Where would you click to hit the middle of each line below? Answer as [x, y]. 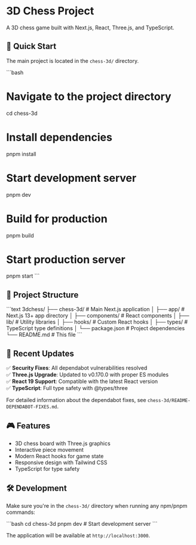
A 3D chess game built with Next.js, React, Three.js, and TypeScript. [90, 28]
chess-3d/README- [169, 401]
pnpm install [21, 154]
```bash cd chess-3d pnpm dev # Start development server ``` [82, 523]
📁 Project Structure [42, 295]
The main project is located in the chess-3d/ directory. [73, 60]
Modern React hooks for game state [59, 456]
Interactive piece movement [49, 449]
